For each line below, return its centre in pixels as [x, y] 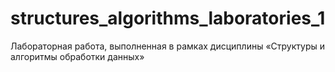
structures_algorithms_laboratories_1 [168, 18]
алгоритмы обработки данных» [77, 56]
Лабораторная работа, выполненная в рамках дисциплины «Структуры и [167, 46]
